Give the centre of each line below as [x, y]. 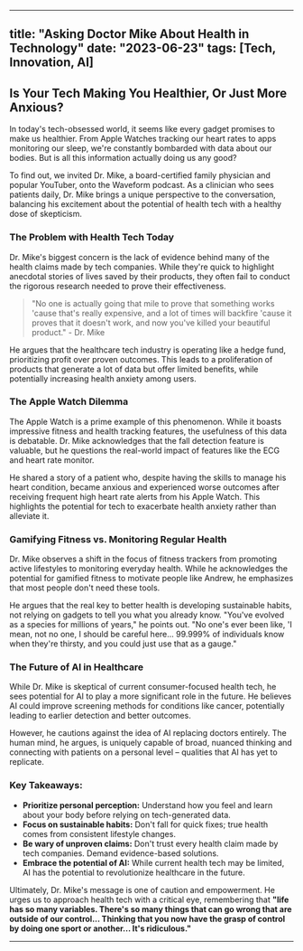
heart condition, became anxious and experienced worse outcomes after [144, 487]
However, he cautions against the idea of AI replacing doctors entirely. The [148, 733]
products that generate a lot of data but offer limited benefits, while [134, 369]
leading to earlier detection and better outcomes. [100, 716]
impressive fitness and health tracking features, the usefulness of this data [148, 431]
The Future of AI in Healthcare [77, 667]
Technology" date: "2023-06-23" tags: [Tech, [143, 48]
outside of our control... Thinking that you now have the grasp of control [147, 918]
